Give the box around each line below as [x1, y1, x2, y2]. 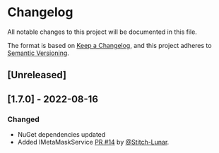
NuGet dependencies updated [17, 130, 106, 139]
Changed [7, 114, 40, 124]
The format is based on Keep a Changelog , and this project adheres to [7, 41, 212, 49]
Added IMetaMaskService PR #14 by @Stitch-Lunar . [17, 138, 170, 147]
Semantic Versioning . [7, 49, 69, 57]
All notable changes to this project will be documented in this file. [7, 27, 198, 36]
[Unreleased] [7, 69, 67, 81]
